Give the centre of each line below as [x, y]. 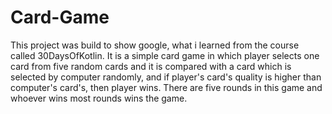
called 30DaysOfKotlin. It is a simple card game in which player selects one [165, 55]
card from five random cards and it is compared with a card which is [151, 66]
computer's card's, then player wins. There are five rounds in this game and [166, 87]
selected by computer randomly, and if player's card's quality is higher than [166, 77]
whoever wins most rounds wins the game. [99, 98]
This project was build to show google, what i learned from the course [155, 45]
